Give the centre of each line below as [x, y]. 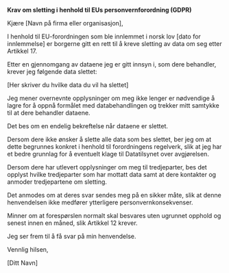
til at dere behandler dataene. [49, 113]
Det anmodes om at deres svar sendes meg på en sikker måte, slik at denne [114, 195]
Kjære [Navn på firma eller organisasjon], [65, 23]
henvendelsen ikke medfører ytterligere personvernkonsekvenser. [100, 202]
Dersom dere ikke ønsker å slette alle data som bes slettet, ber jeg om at [109, 139]
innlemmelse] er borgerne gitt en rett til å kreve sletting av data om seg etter [115, 44]
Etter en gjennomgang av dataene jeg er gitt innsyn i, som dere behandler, [112, 64]
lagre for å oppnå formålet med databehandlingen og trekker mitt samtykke [113, 105]
